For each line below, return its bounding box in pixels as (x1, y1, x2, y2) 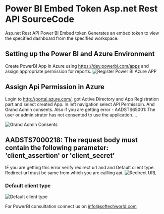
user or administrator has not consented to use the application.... (5, 111, 137, 117)
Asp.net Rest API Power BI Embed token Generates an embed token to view (5, 30, 160, 36)
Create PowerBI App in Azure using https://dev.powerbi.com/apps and (5, 63, 149, 69)
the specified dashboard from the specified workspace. (5, 35, 119, 41)
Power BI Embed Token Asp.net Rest (5, 3, 158, 14)
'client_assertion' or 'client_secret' (5, 151, 115, 160)
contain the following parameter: (5, 143, 109, 152)
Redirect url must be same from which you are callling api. (5, 170, 124, 176)
